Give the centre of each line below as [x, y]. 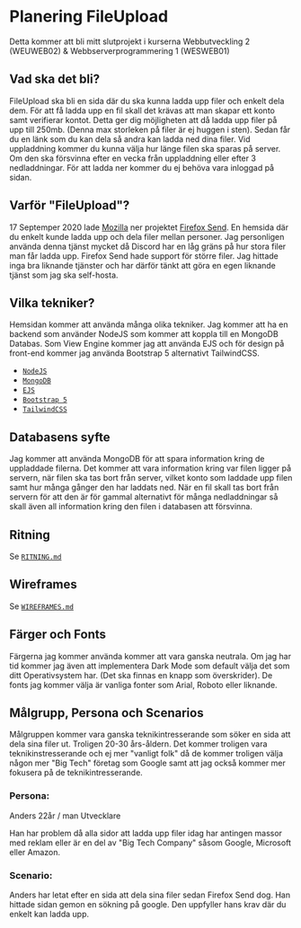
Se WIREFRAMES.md [42, 606]
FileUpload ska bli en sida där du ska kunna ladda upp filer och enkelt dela [147, 101]
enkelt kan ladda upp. [49, 915]
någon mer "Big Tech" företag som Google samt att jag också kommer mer [147, 763]
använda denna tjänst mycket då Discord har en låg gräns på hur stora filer [148, 246]
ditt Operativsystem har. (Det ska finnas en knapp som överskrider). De [141, 675]
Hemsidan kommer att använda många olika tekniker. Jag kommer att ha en [149, 324]
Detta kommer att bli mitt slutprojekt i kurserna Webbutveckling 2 [130, 41]
